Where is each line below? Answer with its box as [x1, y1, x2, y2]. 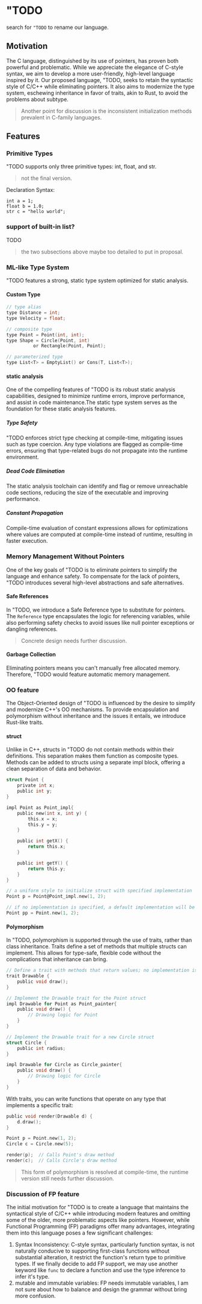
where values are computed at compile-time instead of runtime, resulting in [6, 531, 193, 538]
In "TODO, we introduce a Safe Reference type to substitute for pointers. [6, 606, 186, 613]
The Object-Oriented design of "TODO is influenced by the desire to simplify [6, 700, 195, 707]
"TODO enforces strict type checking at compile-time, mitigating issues [6, 434, 183, 441]
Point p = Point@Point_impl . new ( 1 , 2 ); [6, 893, 106, 900]
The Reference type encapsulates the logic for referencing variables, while [6, 612, 191, 619]
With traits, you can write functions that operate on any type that [6, 1095, 167, 1102]
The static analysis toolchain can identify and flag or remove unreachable [6, 482, 188, 490]
